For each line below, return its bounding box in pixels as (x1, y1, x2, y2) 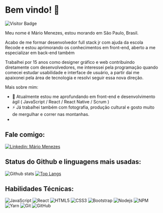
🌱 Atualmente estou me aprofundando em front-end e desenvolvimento (12, 94, 156, 99)
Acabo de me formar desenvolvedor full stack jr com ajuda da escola (5, 39, 144, 45)
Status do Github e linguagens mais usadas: (5, 158, 141, 166)
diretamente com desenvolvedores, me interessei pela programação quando (5, 64, 158, 70)
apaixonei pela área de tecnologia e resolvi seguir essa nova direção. (5, 75, 144, 80)
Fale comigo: (5, 131, 45, 139)
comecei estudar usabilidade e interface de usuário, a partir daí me (5, 69, 140, 75)
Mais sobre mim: (5, 84, 38, 90)
